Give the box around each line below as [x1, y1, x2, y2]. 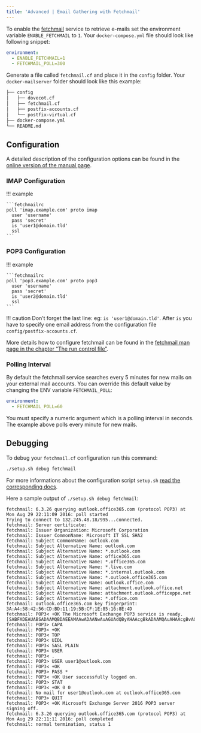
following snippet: [6, 38, 50, 45]
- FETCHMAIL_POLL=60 [11, 403, 63, 409]
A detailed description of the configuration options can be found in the [6, 155, 180, 162]
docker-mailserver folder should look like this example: [6, 78, 142, 85]
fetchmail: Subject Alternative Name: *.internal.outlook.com [6, 569, 165, 575]
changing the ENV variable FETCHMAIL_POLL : [6, 387, 112, 394]
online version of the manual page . [6, 162, 92, 169]
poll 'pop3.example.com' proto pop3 [6, 277, 98, 283]
